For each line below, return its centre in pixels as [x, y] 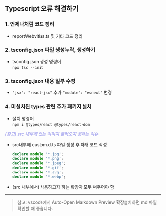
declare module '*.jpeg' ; [39, 163]
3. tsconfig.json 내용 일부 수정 [40, 81]
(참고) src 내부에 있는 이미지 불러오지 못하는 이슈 [52, 134]
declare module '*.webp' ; [39, 177]
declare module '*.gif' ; [38, 168]
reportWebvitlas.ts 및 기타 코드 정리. [48, 36]
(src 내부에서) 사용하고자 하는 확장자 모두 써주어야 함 [63, 187]
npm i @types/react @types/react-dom [51, 124]
